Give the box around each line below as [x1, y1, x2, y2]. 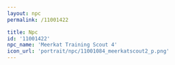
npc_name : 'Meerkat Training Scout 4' [7, 42, 118, 49]
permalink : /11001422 [7, 16, 69, 23]
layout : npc [7, 10, 41, 17]
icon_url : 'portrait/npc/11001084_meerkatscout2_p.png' [7, 48, 170, 55]
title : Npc [7, 29, 38, 36]
